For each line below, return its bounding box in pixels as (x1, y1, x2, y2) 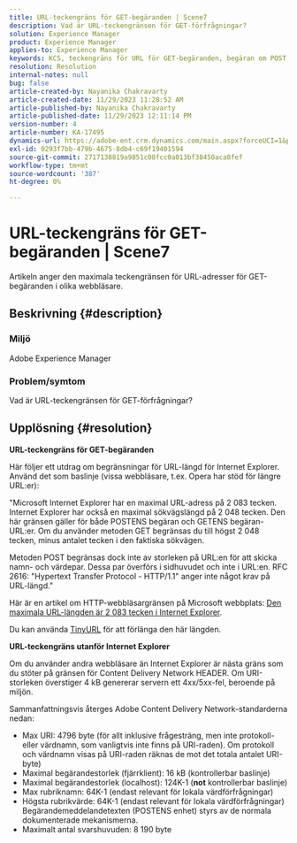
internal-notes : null (9, 71, 89, 80)
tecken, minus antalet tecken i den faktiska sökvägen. (9, 534, 205, 545)
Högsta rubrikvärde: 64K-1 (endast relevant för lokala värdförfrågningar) (21, 795, 285, 806)
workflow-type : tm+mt (9, 161, 89, 170)
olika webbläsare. (58, 280, 124, 292)
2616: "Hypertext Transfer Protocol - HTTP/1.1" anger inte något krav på (9, 571, 270, 581)
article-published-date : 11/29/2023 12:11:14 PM (9, 111, 192, 120)
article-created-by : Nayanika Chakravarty (9, 87, 168, 96)
